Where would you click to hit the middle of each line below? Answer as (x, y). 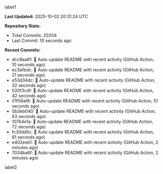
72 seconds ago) (29, 127)
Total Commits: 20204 (34, 35)
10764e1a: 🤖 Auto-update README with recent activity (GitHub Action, (82, 122)
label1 (11, 7)
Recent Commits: (23, 50)
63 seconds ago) (29, 116)
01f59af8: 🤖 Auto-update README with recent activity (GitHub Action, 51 (85, 101)
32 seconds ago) (29, 85)
